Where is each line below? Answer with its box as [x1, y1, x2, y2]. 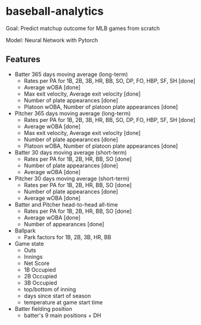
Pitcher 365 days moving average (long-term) [14, 109, 131, 117]
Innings [23, 253, 43, 260]
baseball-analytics [6, 4, 104, 18]
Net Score [23, 259, 50, 267]
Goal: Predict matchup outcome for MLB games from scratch [6, 25, 160, 32]
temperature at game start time [23, 299, 103, 306]
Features [6, 54, 41, 65]
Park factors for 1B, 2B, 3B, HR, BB [23, 233, 112, 240]
